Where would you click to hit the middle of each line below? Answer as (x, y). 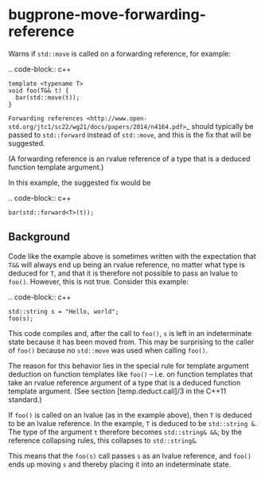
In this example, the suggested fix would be (80, 182)
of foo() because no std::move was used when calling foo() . (108, 350)
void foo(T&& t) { (39, 90)
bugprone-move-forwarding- (107, 15)
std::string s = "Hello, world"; (64, 311)
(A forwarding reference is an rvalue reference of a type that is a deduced (129, 158)
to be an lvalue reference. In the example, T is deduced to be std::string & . (132, 423)
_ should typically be (220, 126)
